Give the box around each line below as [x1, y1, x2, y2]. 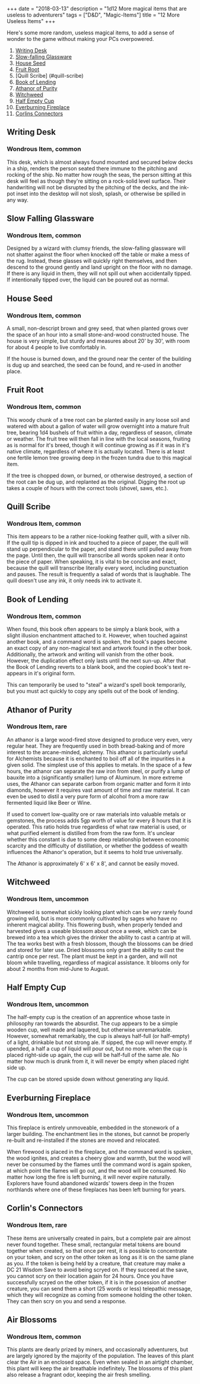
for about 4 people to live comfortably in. [7, 344, 107, 351]
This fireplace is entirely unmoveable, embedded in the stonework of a [7, 1124, 180, 1131]
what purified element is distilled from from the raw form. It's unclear [7, 829, 175, 836]
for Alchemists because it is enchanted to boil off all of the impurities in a [7, 755, 185, 762]
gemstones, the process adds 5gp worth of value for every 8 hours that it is [7, 817, 192, 824]
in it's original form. [28, 670, 76, 677]
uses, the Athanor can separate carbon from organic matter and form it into [7, 780, 191, 787]
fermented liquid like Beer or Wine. [7, 799, 91, 806]
